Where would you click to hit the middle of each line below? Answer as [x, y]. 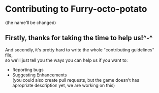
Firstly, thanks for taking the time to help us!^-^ [79, 38]
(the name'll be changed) [31, 23]
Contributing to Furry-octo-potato [76, 9]
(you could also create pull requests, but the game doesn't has [76, 80]
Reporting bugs [28, 70]
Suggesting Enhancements [40, 75]
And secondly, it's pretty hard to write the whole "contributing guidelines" [80, 49]
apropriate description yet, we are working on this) [64, 85]
